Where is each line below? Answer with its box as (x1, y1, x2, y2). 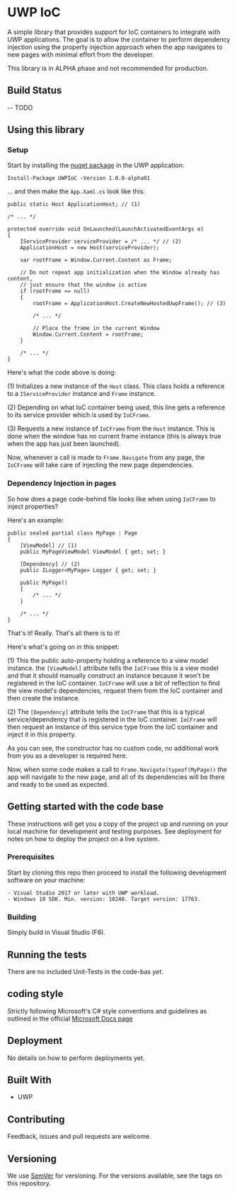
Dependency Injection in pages (7, 479, 117, 489)
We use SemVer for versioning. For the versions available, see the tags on (7, 1171, 222, 1180)
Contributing (7, 1113, 65, 1125)
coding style (7, 988, 64, 1000)
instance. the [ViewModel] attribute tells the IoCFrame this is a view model (7, 664, 219, 672)
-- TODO (7, 103, 33, 112)
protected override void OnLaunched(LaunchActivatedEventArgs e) (7, 226, 204, 233)
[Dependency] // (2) (20, 560, 81, 567)
